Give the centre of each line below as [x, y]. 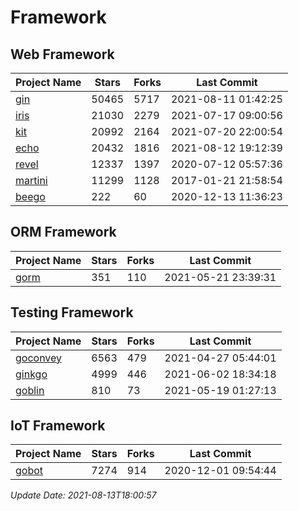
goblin [30, 390]
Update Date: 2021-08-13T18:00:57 [83, 495]
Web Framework [62, 54]
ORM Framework [63, 232]
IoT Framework [58, 426]
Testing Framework [72, 312]
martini [31, 180]
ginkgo [31, 374]
